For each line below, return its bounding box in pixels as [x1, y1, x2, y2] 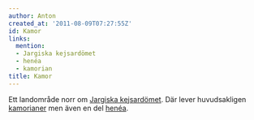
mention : [15, 42, 45, 50]
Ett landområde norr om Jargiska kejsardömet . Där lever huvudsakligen [8, 94, 247, 104]
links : [8, 34, 31, 43]
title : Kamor [8, 72, 53, 80]
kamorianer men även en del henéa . [8, 103, 129, 113]
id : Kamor [8, 27, 42, 35]
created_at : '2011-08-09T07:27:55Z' [8, 19, 132, 28]
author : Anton [8, 11, 57, 20]
